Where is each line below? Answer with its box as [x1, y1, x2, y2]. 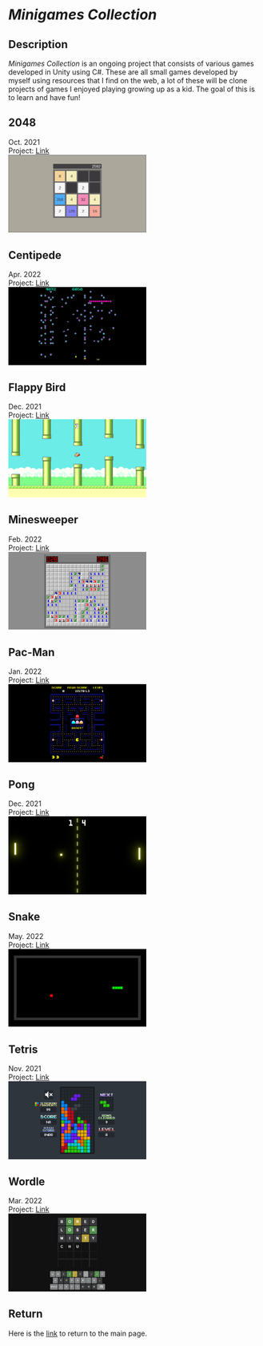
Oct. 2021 [8, 137, 40, 147]
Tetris [8, 1042, 38, 1056]
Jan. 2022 [8, 667, 42, 676]
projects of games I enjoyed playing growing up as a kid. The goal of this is [8, 84, 256, 94]
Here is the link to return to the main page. [8, 1328, 148, 1338]
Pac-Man [8, 645, 55, 659]
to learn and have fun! [8, 93, 82, 102]
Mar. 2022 [8, 1196, 42, 1206]
